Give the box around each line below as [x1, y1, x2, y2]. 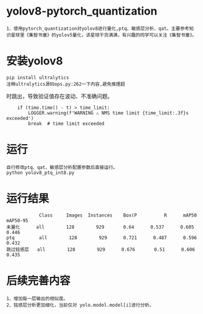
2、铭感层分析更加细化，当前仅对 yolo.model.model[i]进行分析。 [6, 302, 154, 308]
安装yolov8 [6, 54, 63, 68]
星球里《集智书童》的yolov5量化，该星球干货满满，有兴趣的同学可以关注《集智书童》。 [10, 32, 197, 38]
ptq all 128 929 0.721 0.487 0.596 [6, 234, 198, 241]
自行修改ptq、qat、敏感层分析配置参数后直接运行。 [6, 164, 118, 170]
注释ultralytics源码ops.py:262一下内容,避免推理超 [6, 81, 126, 87]
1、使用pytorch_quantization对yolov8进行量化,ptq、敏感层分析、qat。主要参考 [6, 26, 190, 32]
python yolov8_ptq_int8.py [6, 169, 75, 176]
